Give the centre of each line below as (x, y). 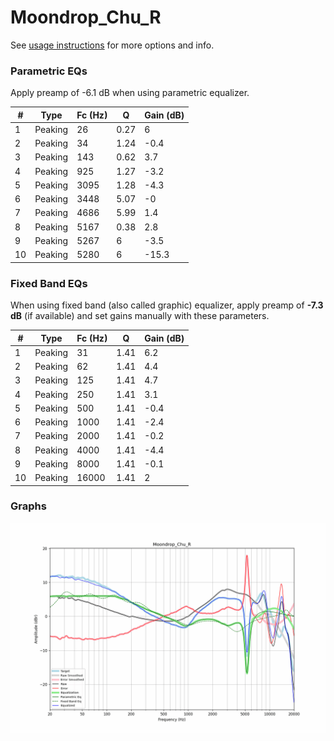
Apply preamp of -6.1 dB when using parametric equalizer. (130, 93)
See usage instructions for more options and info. (112, 45)
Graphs (28, 506)
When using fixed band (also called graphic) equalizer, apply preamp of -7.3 (167, 305)
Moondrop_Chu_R (86, 17)
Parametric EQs (49, 71)
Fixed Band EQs (49, 283)
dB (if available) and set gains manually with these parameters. (140, 316)
